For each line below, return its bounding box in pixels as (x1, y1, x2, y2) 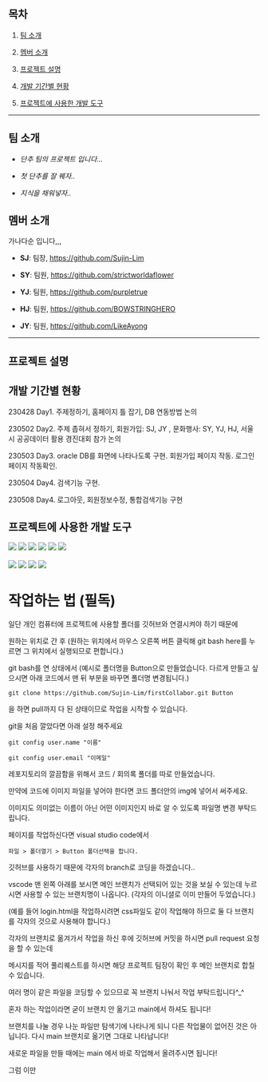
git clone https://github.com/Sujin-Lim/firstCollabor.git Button (8, 690, 234, 698)
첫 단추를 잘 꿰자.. (19, 171, 76, 181)
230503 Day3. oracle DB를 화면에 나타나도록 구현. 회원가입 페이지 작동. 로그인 (8, 451, 255, 460)
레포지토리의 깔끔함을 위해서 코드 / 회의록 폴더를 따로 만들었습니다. (8, 770, 215, 779)
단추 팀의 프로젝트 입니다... (19, 154, 104, 164)
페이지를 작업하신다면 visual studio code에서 (8, 830, 150, 840)
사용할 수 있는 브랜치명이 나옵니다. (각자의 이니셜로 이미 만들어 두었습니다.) (22, 889, 256, 899)
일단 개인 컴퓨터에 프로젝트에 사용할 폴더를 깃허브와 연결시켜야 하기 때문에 (8, 619, 238, 629)
